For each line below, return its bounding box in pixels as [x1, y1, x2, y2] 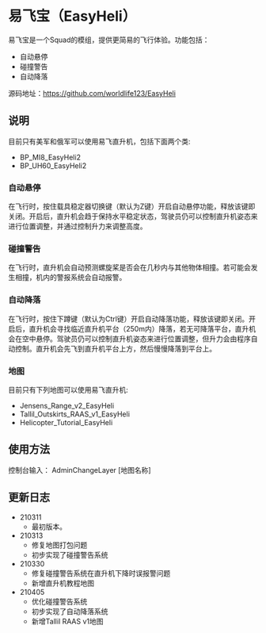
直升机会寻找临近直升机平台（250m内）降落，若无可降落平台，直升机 [28, 324, 256, 333]
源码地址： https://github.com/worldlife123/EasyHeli [8, 88, 177, 98]
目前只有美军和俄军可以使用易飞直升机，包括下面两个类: [8, 136, 192, 146]
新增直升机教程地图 [31, 578, 95, 588]
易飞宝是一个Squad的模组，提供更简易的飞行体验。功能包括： [8, 35, 210, 44]
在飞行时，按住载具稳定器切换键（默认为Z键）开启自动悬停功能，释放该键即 [8, 201, 256, 211]
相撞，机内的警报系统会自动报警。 [14, 273, 127, 282]
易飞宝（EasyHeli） [8, 7, 137, 25]
